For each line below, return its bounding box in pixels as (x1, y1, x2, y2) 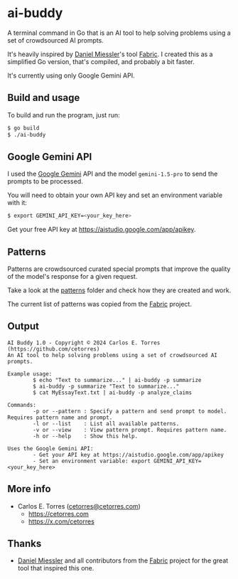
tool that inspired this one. (17, 564, 94, 573)
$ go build (7, 124, 40, 132)
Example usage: (7, 370, 53, 378)
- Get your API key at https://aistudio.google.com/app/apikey (33, 451, 224, 458)
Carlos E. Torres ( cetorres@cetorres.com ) (17, 501, 141, 510)
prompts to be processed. (7, 177, 83, 186)
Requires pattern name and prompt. (7, 414, 113, 421)
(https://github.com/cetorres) (7, 345, 100, 353)
